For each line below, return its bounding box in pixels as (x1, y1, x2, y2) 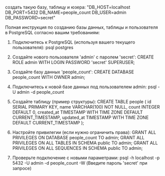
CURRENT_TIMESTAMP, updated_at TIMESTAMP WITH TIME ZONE (12, 115, 149, 120)
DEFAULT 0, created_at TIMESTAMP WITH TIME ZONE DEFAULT (12, 109, 143, 115)
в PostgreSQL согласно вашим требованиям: (5, 30, 100, 35)
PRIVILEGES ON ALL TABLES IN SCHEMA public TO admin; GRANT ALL (12, 140, 158, 146)
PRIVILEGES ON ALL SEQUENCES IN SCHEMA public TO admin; (12, 145, 143, 151)
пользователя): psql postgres (12, 45, 74, 50)
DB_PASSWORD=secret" (5, 15, 56, 20)
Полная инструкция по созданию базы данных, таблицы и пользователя (5, 24, 158, 30)
